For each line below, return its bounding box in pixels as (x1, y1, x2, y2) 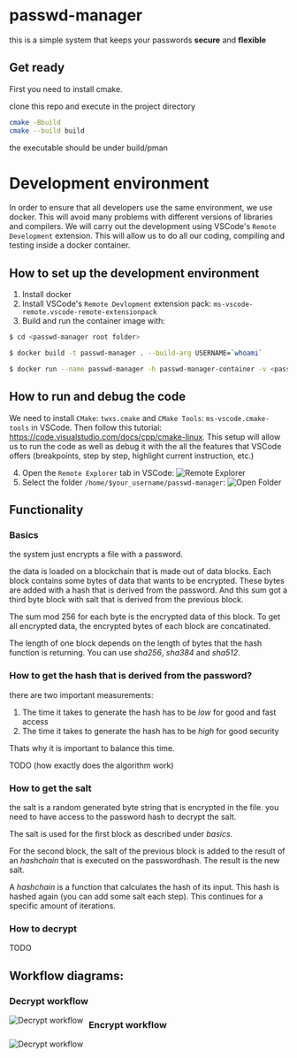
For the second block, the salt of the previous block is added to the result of (9, 846, 286, 856)
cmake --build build (9, 126, 86, 135)
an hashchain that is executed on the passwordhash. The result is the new (9, 855, 280, 865)
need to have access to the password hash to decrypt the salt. (9, 811, 237, 822)
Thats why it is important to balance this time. (9, 742, 175, 753)
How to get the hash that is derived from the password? (9, 670, 253, 682)
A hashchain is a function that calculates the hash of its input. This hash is (9, 881, 280, 892)
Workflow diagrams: (9, 968, 124, 983)
